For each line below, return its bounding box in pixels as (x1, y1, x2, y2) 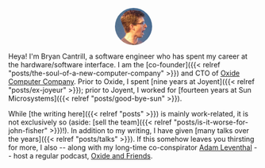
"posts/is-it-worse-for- (173, 117, 248, 127)
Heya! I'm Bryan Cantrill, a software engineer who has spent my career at (8, 52, 248, 61)
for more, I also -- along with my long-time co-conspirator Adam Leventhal (8, 143, 252, 152)
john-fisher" (8, 126, 48, 135)
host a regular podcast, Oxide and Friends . (13, 151, 153, 160)
